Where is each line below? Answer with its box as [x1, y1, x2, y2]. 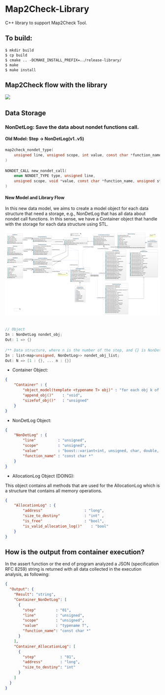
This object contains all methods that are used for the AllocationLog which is [5, 482, 160, 488]
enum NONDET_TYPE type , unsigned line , [14, 174, 96, 179]
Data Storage [5, 109, 46, 117]
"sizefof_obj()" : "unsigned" [23, 398, 89, 403]
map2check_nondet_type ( [5, 147, 54, 152]
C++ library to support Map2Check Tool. [5, 20, 87, 26]
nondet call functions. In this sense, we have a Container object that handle [5, 216, 158, 222]
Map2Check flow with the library [5, 81, 108, 89]
